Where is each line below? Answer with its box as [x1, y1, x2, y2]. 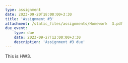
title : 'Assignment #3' [5, 16, 55, 21]
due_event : [5, 26, 28, 31]
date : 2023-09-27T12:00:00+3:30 [14, 35, 81, 40]
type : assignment [5, 7, 41, 12]
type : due [14, 30, 35, 35]
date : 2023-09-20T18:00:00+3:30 [5, 12, 72, 17]
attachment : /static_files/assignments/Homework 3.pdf [5, 21, 123, 26]
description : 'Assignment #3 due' [14, 40, 85, 45]
